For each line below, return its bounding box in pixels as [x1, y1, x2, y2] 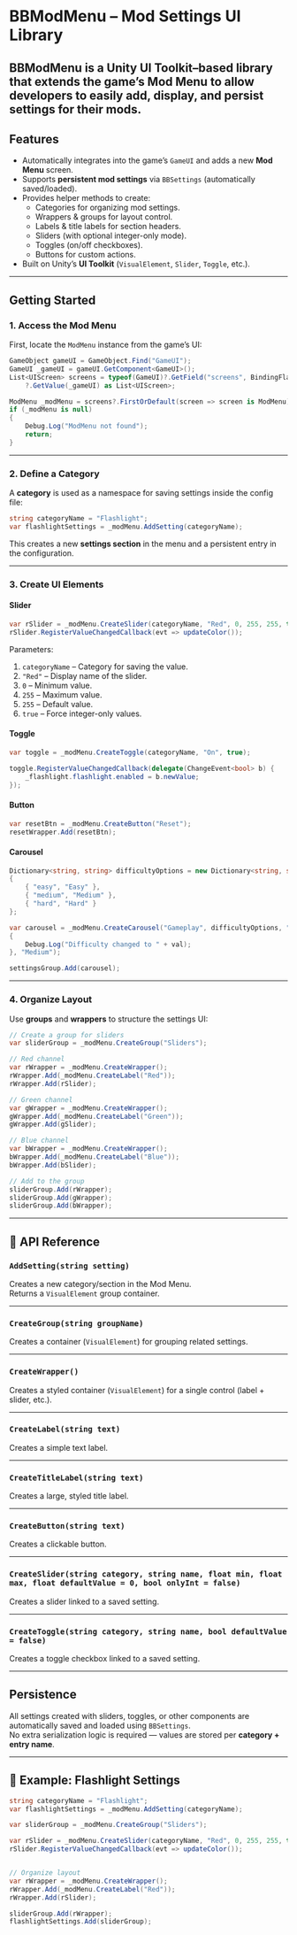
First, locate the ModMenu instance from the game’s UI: [9, 339, 202, 351]
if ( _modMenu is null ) [9, 405, 93, 414]
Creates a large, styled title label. [9, 1491, 129, 1501]
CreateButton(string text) [9, 1521, 126, 1531]
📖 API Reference [9, 1234, 100, 1249]
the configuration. [9, 547, 74, 559]
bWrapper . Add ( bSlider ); [9, 1160, 97, 1169]
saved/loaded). [21, 183, 78, 194]
